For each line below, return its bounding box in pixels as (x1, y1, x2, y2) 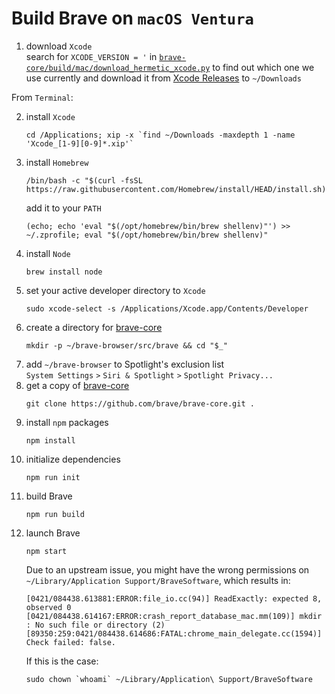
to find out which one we (212, 61, 315, 73)
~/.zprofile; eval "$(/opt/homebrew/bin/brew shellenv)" (25, 230, 269, 240)
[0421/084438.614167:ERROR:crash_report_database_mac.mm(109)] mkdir (25, 611, 323, 621)
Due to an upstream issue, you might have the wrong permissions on (25, 563, 310, 576)
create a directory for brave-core (25, 321, 163, 333)
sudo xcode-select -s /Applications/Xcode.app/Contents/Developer (25, 303, 309, 314)
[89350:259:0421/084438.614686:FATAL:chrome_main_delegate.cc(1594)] (25, 628, 323, 639)
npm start (25, 546, 68, 556)
